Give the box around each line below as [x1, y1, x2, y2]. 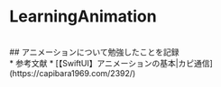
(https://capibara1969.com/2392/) [9, 67, 136, 78]
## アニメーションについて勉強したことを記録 [9, 47, 180, 57]
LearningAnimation [9, 6, 157, 27]
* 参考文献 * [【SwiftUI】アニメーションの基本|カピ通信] [9, 57, 214, 68]
